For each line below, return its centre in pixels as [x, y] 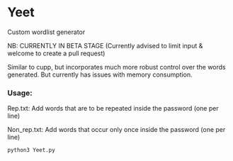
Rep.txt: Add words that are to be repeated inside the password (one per [113, 109]
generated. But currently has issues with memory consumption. [100, 74]
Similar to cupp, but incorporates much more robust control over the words [116, 67]
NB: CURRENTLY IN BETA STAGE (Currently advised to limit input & [105, 45]
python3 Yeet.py [31, 150]
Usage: [20, 93]
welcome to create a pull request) [56, 53]
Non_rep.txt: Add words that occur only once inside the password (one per [116, 130]
